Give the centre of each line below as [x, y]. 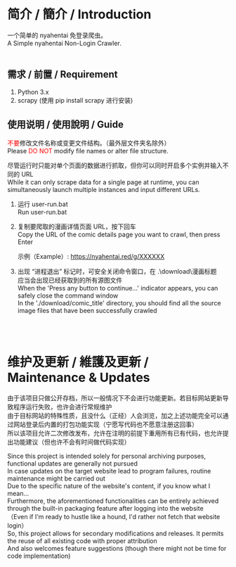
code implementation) [39, 556]
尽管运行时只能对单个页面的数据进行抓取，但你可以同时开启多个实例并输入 [115, 165]
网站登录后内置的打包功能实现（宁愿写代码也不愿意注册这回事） [105, 424]
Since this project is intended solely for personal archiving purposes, [107, 456]
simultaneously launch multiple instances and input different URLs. [104, 189]
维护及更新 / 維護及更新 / [78, 362]
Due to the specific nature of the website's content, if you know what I [109, 485]
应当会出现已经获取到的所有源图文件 [70, 280]
